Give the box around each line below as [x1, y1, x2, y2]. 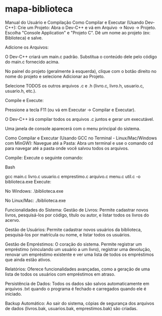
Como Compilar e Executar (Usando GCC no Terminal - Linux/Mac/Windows [5, 135, 157, 141]
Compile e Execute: [5, 97, 44, 103]
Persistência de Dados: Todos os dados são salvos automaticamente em [5, 281, 149, 286]
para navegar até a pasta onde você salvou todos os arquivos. [5, 145, 129, 151]
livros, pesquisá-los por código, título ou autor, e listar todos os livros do [5, 212, 149, 218]
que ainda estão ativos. [5, 256, 52, 263]
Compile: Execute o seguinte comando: [5, 154, 83, 161]
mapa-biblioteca [5, 3, 73, 15]
